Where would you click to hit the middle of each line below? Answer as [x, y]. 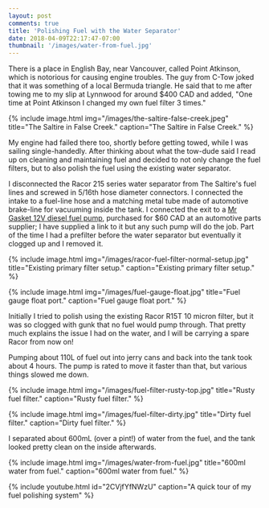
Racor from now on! [41, 342]
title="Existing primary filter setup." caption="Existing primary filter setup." [132, 268]
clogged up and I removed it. [56, 244]
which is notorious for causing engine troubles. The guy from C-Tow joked [131, 77]
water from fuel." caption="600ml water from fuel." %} [99, 471]
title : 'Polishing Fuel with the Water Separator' [95, 31]
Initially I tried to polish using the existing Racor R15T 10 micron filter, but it [131, 316]
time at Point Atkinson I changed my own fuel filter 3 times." [107, 103]
